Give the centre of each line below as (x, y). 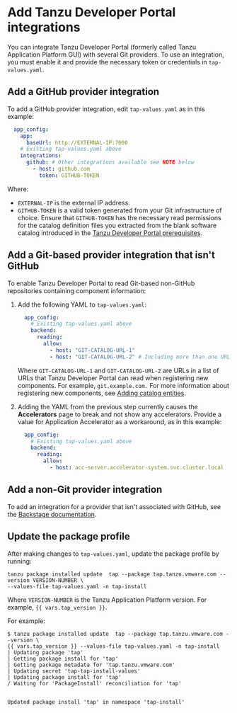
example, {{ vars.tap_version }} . (57, 607)
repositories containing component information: (77, 290)
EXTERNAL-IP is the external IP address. (74, 203)
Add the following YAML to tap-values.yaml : (82, 304)
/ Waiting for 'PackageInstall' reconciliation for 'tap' (94, 683)
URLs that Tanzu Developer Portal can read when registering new (113, 378)
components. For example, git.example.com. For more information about (123, 385)
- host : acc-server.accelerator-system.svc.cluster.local (137, 468)
